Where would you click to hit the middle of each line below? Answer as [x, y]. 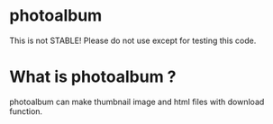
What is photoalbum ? [93, 77]
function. [26, 111]
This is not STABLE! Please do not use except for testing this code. [133, 40]
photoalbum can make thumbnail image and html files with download [137, 102]
